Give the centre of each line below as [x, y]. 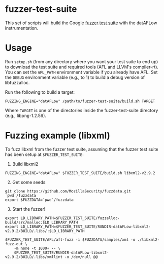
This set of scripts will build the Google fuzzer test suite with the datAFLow [81, 23]
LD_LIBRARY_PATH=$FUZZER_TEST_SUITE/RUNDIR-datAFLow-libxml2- [86, 226]
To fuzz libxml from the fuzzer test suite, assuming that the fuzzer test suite [82, 149]
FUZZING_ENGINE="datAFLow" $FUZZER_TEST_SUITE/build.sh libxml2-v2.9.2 [80, 173]
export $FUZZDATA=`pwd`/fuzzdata [39, 200]
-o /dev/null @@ [81, 257]
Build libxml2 [25, 164]
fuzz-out [14, 244]
